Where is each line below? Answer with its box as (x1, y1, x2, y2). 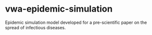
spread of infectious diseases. (5, 24, 66, 30)
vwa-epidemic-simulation (5, 3, 113, 15)
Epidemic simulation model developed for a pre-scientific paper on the (5, 19, 148, 25)
